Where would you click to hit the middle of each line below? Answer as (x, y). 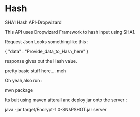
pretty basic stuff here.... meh (35, 71)
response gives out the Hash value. (41, 61)
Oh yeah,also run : (24, 80)
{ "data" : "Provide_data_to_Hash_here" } (47, 51)
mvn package (19, 90)
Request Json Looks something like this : (47, 42)
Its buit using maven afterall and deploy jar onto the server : (66, 100)
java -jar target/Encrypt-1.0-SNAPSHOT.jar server (56, 109)
